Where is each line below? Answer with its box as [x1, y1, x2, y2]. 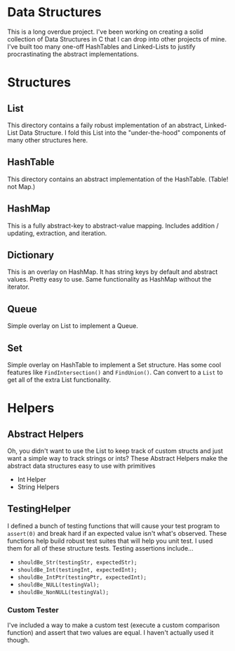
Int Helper [17, 475, 47, 483]
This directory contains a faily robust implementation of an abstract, [7, 121, 203, 129]
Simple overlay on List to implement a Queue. [7, 322, 138, 330]
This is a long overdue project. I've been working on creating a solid [7, 27, 203, 36]
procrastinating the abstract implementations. [7, 50, 139, 58]
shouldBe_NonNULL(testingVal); [17, 588, 109, 596]
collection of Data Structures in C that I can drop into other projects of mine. [7, 34, 227, 43]
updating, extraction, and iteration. [7, 229, 107, 237]
